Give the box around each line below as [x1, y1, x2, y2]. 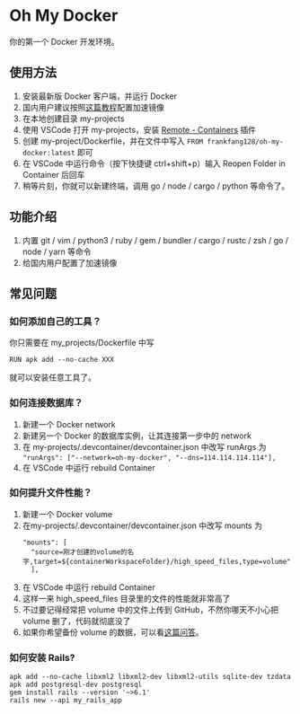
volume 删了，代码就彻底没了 [22, 615, 131, 626]
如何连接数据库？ [9, 397, 84, 410]
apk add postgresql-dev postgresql [9, 680, 143, 690]
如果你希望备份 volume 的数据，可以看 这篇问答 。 [22, 626, 204, 638]
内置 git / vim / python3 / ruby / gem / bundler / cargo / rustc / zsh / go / [22, 234, 289, 245]
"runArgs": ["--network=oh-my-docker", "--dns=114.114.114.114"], [22, 453, 277, 463]
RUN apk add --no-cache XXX [9, 356, 115, 365]
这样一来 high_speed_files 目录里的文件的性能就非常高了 [22, 593, 231, 604]
